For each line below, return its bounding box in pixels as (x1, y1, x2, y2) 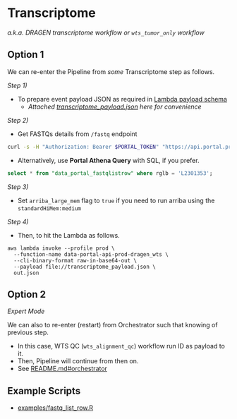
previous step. (7, 328, 49, 336)
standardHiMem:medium (17, 205, 81, 212)
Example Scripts (7, 384, 81, 396)
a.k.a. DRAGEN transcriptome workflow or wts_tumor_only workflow (7, 28, 205, 37)
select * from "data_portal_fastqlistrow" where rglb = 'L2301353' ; (7, 169, 213, 177)
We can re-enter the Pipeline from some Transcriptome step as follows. (7, 67, 215, 75)
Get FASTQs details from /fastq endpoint (17, 129, 138, 138)
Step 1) (7, 81, 28, 90)
